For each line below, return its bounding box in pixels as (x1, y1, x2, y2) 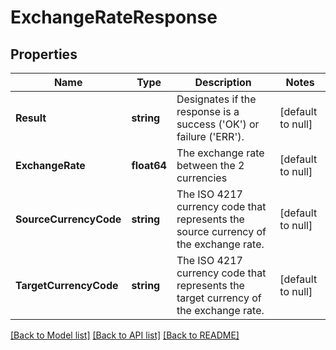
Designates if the (176, 92, 257, 106)
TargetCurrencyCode (15, 279, 119, 292)
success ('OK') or (176, 117, 260, 131)
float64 (131, 159, 167, 172)
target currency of (176, 291, 262, 305)
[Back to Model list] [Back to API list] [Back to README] (10, 329, 240, 341)
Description (194, 76, 252, 89)
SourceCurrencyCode (15, 212, 122, 226)
